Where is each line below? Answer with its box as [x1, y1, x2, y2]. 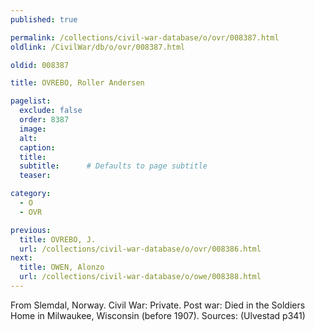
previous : [10, 225, 52, 235]
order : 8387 [19, 115, 70, 125]
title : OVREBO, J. [19, 234, 97, 245]
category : [10, 189, 52, 199]
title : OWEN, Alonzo [19, 262, 105, 273]
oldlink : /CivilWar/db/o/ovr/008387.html [10, 42, 186, 52]
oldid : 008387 [10, 60, 70, 70]
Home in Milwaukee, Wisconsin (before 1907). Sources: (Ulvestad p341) [10, 309, 306, 321]
